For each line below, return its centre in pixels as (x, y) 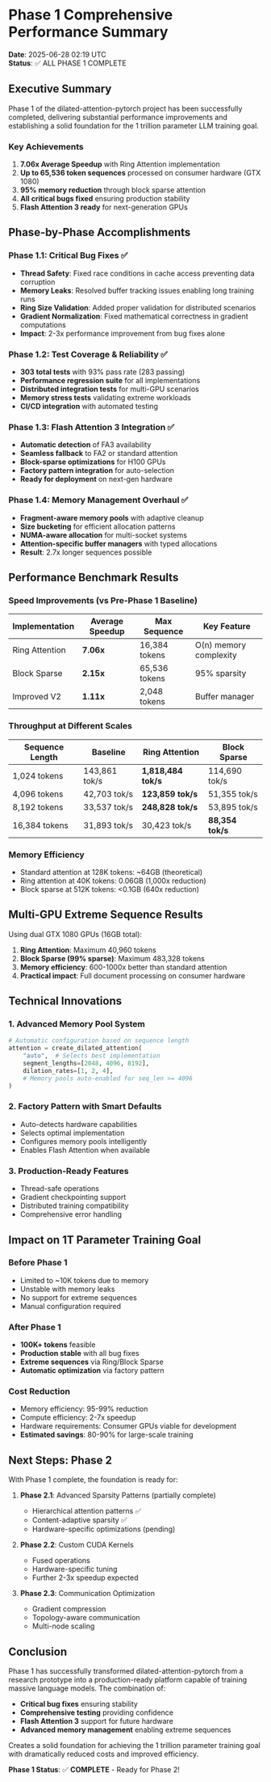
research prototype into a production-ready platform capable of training (128, 1680)
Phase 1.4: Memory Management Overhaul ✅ (98, 500)
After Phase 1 (35, 1327)
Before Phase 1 (38, 1263)
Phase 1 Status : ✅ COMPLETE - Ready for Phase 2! (94, 1770)
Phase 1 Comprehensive (91, 15)
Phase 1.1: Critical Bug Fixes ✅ (68, 255)
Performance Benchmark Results (94, 578)
